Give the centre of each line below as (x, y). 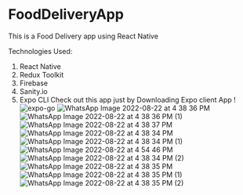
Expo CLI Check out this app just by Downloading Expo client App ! (128, 99)
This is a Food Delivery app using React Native (83, 36)
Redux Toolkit (42, 74)
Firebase (34, 83)
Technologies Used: (40, 51)
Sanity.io (34, 91)
